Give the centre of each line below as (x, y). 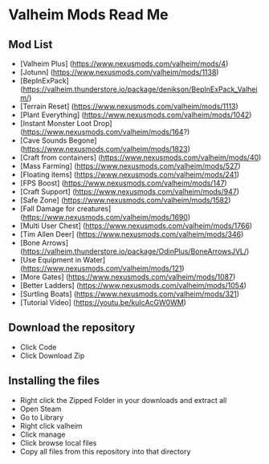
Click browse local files (58, 442)
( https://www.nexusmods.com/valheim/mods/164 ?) (105, 132)
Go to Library (42, 417)
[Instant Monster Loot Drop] (66, 123)
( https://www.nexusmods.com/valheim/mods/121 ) (102, 268)
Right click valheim (51, 425)
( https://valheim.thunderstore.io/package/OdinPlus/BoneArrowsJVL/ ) (134, 251)
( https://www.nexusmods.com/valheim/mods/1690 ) (105, 217)
